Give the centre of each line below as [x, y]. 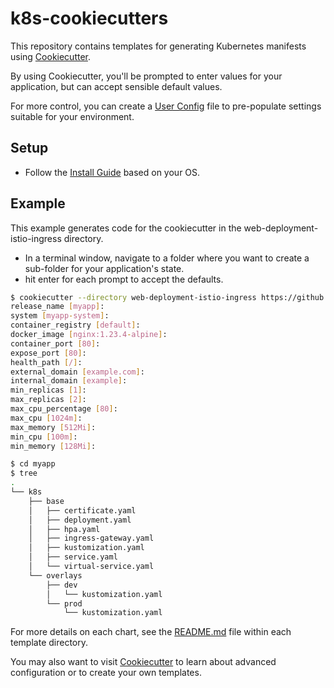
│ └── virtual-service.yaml [91, 567]
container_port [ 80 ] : [55, 343]
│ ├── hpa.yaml [64, 529]
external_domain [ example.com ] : [77, 372]
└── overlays [55, 575]
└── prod [64, 603]
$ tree [24, 473]
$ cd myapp [33, 464]
